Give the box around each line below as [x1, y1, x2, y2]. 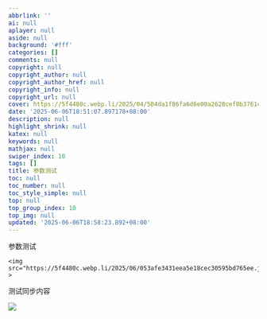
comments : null [8, 56, 59, 64]
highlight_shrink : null [8, 123, 87, 130]
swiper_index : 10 [8, 152, 66, 160]
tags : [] [8, 160, 37, 168]
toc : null [8, 174, 41, 183]
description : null [8, 115, 69, 123]
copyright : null [8, 64, 62, 72]
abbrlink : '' [8, 11, 52, 20]
